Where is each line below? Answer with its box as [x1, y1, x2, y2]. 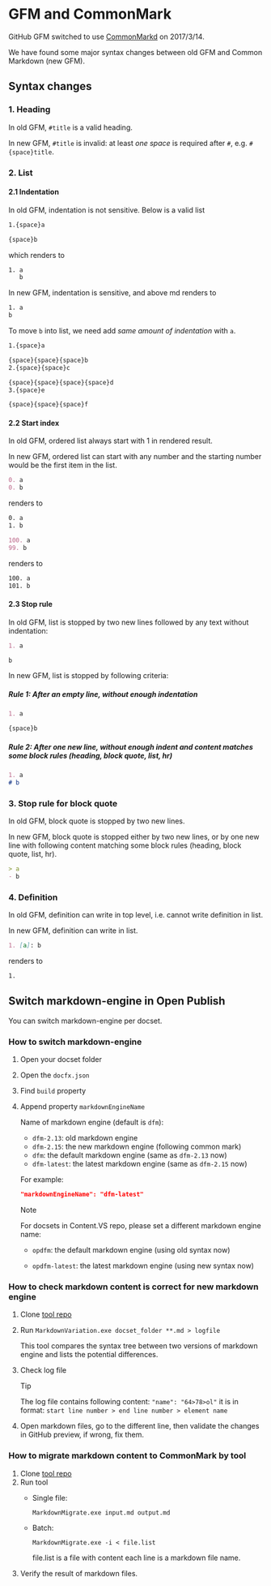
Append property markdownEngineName [19, 1102, 146, 1111]
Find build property [19, 1086, 87, 1096]
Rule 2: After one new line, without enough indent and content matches [8, 741, 253, 751]
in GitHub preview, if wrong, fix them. [19, 1429, 144, 1440]
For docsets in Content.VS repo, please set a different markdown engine [19, 1220, 261, 1230]
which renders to [8, 250, 65, 260]
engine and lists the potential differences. [19, 1350, 159, 1360]
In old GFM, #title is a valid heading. [8, 122, 133, 132]
